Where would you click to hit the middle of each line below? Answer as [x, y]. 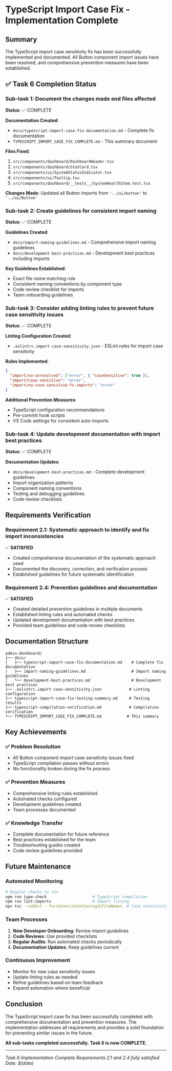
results [14, 703]
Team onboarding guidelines [43, 294]
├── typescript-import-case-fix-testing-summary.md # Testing [78, 698]
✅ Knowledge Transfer [34, 823]
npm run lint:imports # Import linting [67, 901]
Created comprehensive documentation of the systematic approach [84, 558]
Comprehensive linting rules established [55, 793]
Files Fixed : [18, 151]
